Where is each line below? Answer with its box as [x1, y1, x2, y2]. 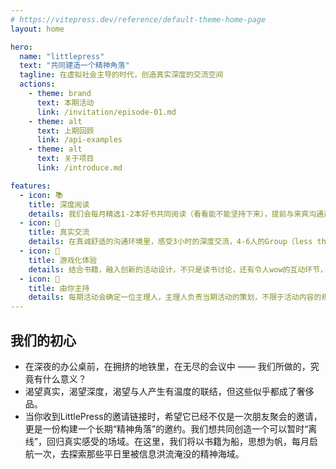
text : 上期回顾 [36, 126, 95, 136]
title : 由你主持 [28, 283, 90, 293]
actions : [19, 79, 56, 90]
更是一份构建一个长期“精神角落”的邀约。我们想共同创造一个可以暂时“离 [24, 422, 318, 435]
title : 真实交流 [28, 227, 90, 238]
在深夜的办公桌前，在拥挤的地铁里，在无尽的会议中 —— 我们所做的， [24, 360, 311, 372]
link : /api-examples [36, 135, 123, 145]
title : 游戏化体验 [28, 255, 98, 265]
